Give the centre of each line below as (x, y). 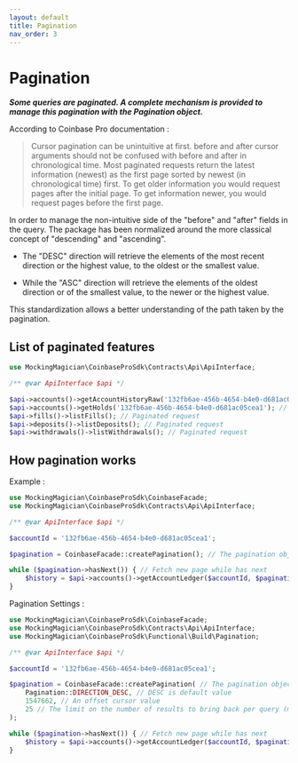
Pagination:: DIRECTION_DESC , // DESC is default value (129, 693)
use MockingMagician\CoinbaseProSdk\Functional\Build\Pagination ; (134, 636)
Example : (27, 481)
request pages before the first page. (97, 203)
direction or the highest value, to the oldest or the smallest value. (141, 266)
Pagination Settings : (47, 604)
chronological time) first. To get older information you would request (156, 184)
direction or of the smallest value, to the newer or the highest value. (145, 292)
